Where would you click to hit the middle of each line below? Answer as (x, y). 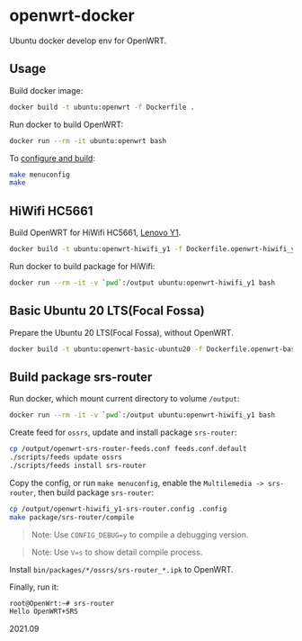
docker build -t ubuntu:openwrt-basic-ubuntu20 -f (106, 349)
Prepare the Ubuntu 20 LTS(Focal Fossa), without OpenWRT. (121, 332)
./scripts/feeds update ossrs (66, 457)
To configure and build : (53, 158)
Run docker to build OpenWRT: (67, 124)
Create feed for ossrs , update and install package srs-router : (123, 432)
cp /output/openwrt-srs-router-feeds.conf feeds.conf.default (128, 449)
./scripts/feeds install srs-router (78, 465)
